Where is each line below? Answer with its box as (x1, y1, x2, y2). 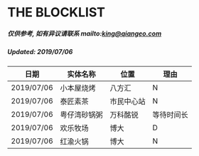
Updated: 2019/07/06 (7, 48, 73, 56)
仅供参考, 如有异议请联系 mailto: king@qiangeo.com (7, 29, 162, 38)
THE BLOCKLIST (7, 4, 105, 21)
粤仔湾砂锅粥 (60, 110, 103, 120)
